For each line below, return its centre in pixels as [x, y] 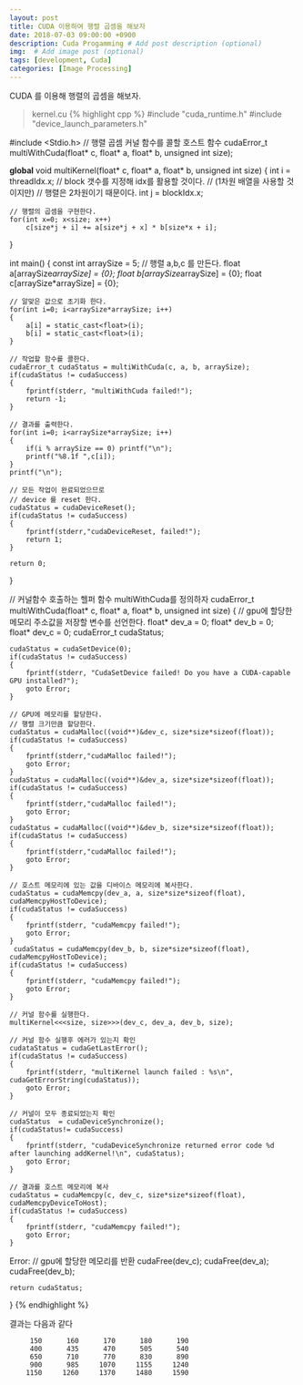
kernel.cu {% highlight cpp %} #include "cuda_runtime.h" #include [157, 114]
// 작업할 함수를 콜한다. [50, 359]
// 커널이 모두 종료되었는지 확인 [62, 1113]
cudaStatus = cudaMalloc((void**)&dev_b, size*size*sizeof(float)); [142, 827]
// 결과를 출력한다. [42, 425]
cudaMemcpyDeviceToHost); [58, 1203]
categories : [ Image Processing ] [71, 69]
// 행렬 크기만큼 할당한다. [53, 724]
